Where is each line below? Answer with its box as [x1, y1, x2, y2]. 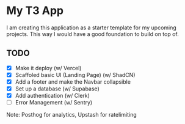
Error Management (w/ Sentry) [15, 99, 93, 106]
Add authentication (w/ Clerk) [15, 92, 90, 99]
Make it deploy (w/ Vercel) [15, 64, 82, 71]
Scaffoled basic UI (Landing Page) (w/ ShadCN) [15, 71, 136, 78]
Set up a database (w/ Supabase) [15, 85, 100, 92]
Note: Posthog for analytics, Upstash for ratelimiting [6, 111, 137, 119]
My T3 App [6, 4, 64, 18]
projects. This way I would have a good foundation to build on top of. [6, 30, 179, 37]
